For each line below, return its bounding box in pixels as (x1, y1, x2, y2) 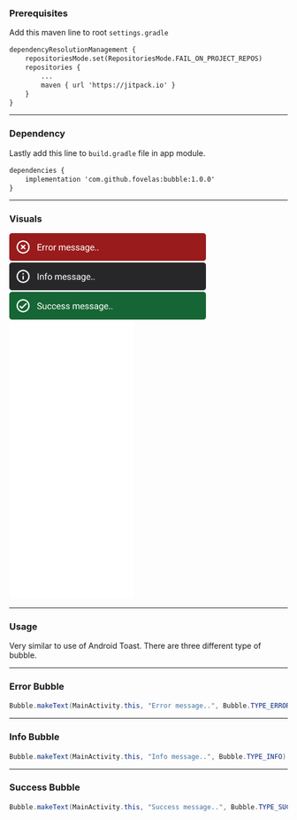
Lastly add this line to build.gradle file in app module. (9, 147, 206, 158)
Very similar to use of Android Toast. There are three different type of (9, 641, 262, 652)
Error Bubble (9, 681, 65, 693)
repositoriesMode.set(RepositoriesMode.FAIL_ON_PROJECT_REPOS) (25, 54, 263, 64)
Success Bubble (9, 781, 80, 793)
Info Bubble (9, 730, 60, 743)
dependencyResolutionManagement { (9, 45, 137, 55)
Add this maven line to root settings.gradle (9, 27, 169, 38)
